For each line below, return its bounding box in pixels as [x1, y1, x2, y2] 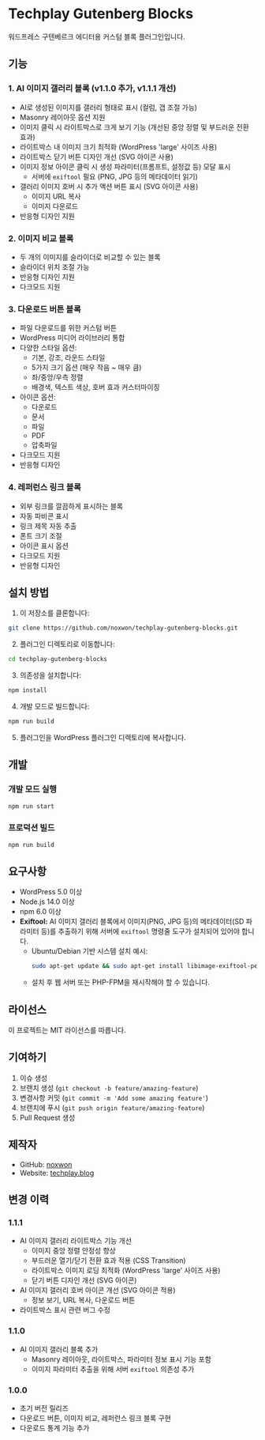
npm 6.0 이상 [19, 907, 62, 917]
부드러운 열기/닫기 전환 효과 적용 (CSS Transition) [31, 1256, 187, 1265]
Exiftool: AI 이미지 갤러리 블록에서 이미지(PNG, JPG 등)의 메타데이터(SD [19, 917, 244, 926]
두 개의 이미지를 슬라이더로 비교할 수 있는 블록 [19, 252, 161, 262]
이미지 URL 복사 [31, 191, 81, 201]
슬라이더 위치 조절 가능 [19, 262, 90, 271]
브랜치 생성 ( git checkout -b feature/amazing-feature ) [19, 1083, 199, 1092]
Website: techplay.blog [19, 1168, 95, 1177]
